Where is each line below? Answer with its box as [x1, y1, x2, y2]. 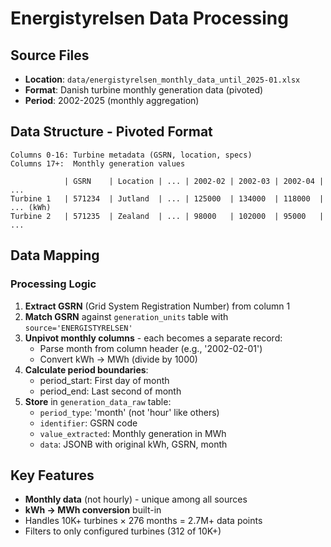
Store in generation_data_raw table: [24, 395, 172, 407]
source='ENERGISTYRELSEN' [24, 323, 133, 333]
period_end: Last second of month [39, 385, 182, 397]
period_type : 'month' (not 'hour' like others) [39, 406, 220, 418]
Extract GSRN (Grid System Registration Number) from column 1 [24, 300, 291, 312]
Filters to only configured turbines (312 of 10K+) [24, 525, 222, 537]
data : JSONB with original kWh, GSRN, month [39, 438, 228, 450]
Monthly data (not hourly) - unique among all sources [24, 493, 248, 506]
